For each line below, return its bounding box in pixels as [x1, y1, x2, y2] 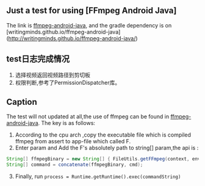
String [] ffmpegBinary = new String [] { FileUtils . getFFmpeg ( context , [6, 156, 190, 162]
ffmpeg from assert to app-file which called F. [15, 138, 131, 145]
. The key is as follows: [38, 120, 96, 127]
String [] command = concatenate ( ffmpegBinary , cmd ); [6, 162, 143, 168]
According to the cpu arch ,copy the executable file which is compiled [15, 131, 191, 138]
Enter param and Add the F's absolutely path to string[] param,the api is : [15, 144, 199, 152]
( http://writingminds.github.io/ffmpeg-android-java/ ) [6, 34, 138, 42]
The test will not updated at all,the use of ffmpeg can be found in [6, 113, 170, 120]
